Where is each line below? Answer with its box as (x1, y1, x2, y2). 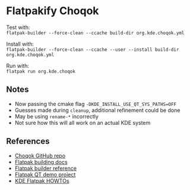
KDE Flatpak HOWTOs (14, 177, 69, 184)
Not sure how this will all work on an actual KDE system (14, 119, 151, 126)
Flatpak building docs (14, 158, 68, 165)
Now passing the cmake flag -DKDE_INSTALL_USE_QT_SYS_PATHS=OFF (14, 100, 177, 107)
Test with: (6, 24, 30, 31)
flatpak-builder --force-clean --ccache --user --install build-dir (6, 46, 179, 53)
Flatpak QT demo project (14, 170, 76, 178)
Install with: (6, 40, 34, 47)
